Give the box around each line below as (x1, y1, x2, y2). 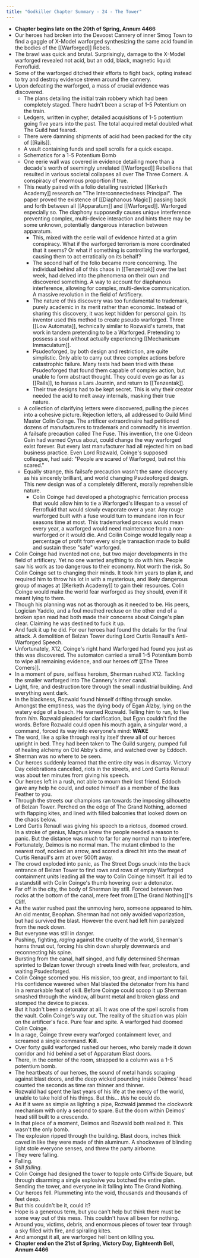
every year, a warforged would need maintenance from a (32, 525, 172, 532)
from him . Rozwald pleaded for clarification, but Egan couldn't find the (14, 714, 187, 722)
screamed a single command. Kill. (14, 1037, 99, 1044)
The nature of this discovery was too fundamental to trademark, (32, 297, 189, 304)
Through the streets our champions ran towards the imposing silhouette (14, 797, 191, 804)
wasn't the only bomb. (14, 1126, 70, 1133)
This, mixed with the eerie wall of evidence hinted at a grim (32, 233, 177, 241)
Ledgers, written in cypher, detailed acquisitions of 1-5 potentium (23, 114, 183, 121)
